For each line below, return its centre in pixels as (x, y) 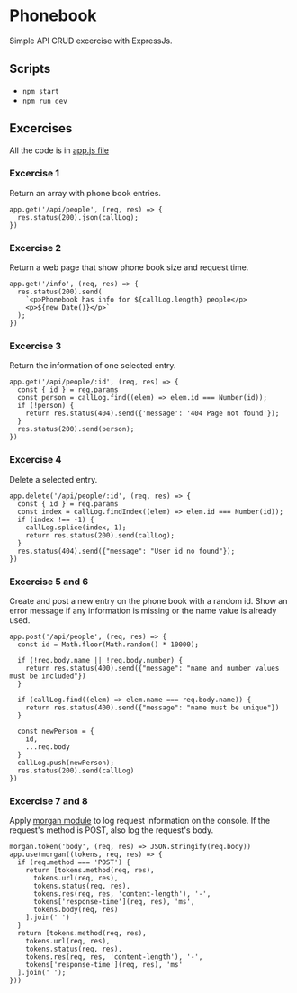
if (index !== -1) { (56, 519)
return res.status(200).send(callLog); (100, 535)
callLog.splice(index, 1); (76, 528)
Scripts (30, 69)
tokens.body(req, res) (76, 910)
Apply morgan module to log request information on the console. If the (140, 821)
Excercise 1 (35, 174)
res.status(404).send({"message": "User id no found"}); (126, 551)
